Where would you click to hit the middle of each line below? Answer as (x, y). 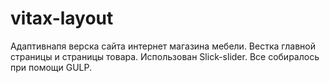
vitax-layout (62, 18)
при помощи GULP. (51, 67)
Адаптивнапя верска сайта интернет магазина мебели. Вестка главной (163, 46)
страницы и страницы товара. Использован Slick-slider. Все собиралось (165, 56)
